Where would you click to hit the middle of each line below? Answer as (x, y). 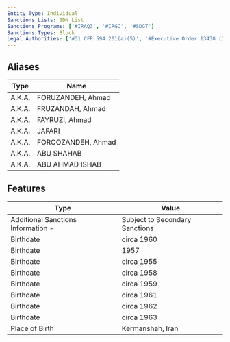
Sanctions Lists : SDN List (46, 20)
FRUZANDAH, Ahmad (71, 108)
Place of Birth (32, 328)
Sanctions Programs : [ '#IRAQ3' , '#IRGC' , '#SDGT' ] (81, 26)
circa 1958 (139, 273)
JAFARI (48, 131)
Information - (32, 228)
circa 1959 (139, 284)
